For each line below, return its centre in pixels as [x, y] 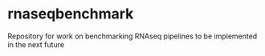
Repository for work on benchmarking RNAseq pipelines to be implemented [132, 36]
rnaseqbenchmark [71, 14]
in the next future [36, 44]
